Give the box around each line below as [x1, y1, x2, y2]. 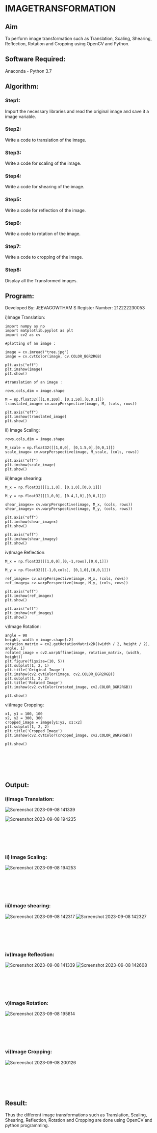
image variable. [5, 114, 36, 119]
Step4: [5, 173, 22, 179]
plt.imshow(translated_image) [5, 414, 67, 419]
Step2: [5, 126, 22, 133]
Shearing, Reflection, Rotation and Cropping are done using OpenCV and [5, 1117, 153, 1123]
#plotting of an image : [5, 341, 56, 346]
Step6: [5, 219, 22, 226]
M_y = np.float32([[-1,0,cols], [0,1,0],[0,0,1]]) [5, 567, 111, 573]
